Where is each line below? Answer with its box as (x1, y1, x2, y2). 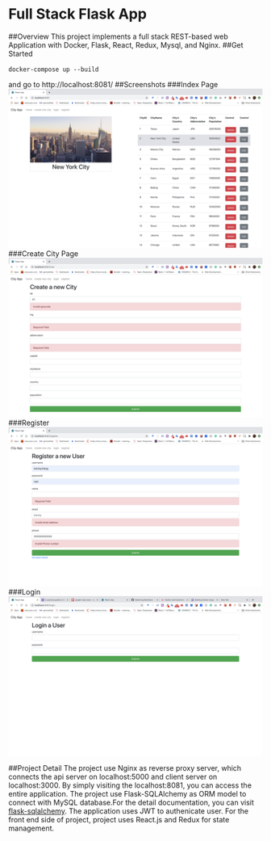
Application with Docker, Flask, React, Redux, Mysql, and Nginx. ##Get (8, 40, 244, 49)
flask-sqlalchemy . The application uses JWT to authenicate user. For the (8, 805, 248, 816)
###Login (8, 587, 41, 596)
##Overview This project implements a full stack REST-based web (8, 32, 228, 41)
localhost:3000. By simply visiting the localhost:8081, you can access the (8, 780, 252, 790)
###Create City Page (8, 248, 79, 259)
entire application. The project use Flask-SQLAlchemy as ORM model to (8, 788, 247, 798)
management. (8, 823, 55, 833)
